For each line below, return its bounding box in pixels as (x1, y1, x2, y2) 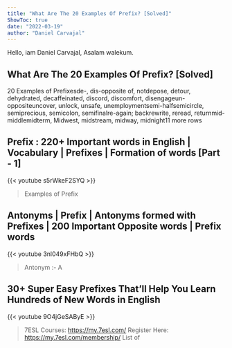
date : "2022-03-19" (7, 23, 64, 30)
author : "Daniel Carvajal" (7, 29, 85, 37)
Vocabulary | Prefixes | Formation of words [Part (7, 147, 220, 159)
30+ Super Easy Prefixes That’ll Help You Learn (7, 283, 216, 295)
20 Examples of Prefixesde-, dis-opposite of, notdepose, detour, (7, 87, 191, 95)
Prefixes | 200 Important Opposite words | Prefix (7, 221, 222, 232)
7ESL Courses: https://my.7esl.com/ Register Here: (24, 326, 169, 334)
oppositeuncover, (7, 102, 57, 110)
